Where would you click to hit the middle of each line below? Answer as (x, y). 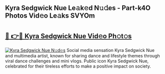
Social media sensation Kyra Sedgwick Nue (111, 50)
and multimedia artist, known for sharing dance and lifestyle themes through (82, 56)
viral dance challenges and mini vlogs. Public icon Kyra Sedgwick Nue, (77, 61)
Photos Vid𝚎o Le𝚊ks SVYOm (50, 16)
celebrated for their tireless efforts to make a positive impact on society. (78, 66)
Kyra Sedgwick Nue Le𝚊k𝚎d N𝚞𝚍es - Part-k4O (78, 8)
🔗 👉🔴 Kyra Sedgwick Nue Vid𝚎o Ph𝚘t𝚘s (68, 36)
